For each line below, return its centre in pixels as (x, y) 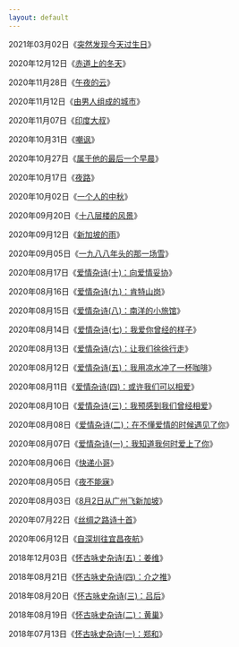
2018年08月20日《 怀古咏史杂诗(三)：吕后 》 (89, 595)
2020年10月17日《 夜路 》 (54, 177)
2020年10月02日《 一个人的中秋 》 (70, 196)
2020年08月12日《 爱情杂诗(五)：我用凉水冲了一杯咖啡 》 (112, 367)
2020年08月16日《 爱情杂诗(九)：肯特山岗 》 (89, 291)
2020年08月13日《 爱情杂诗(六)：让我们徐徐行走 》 (101, 348)
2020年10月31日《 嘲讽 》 (54, 139)
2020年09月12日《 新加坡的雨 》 (66, 234)
